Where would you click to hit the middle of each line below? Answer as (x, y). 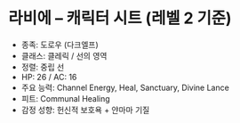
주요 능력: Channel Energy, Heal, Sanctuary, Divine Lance (125, 87)
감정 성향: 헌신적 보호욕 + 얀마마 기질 (85, 110)
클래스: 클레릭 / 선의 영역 (64, 55)
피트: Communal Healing (65, 98)
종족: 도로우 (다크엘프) (60, 45)
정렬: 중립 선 (43, 67)
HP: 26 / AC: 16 (49, 77)
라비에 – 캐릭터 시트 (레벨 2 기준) (120, 18)
